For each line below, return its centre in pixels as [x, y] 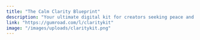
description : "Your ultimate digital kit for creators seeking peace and [100, 17]
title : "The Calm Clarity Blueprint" [53, 11]
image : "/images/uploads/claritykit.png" [59, 28]
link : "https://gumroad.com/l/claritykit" [60, 22]
